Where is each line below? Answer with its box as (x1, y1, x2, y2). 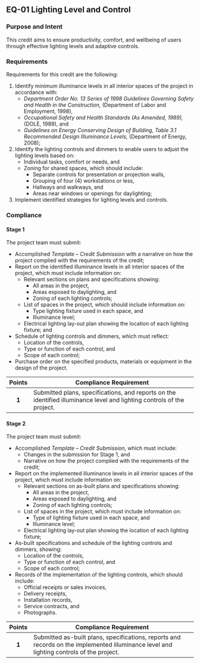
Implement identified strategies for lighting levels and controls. (14, 196, 168, 203)
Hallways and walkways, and (32, 183, 104, 190)
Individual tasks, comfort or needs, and (23, 158, 120, 165)
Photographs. (23, 609, 58, 616)
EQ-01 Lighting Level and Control (6, 5, 131, 15)
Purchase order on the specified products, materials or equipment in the (14, 358, 192, 365)
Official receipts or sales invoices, (23, 584, 107, 591)
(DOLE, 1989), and (23, 120, 69, 127)
